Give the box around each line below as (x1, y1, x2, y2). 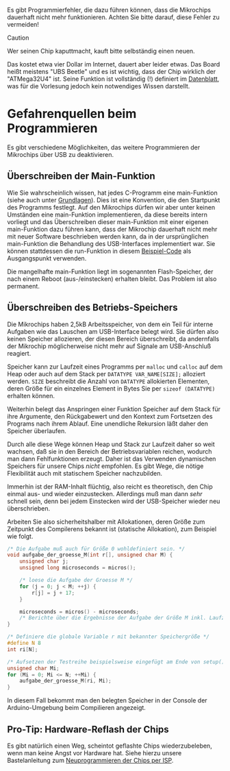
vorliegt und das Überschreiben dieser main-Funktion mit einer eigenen (7, 217, 209, 225)
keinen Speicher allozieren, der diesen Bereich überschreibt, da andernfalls (7, 334, 220, 343)
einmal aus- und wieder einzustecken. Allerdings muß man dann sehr (7, 489, 203, 498)
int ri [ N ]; (7, 646, 38, 653)
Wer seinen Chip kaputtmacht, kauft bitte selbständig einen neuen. (7, 47, 195, 55)
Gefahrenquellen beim (7, 106, 137, 122)
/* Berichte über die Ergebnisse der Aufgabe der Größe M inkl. (19, 615, 207, 622)
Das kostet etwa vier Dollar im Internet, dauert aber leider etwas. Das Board (7, 60, 220, 68)
